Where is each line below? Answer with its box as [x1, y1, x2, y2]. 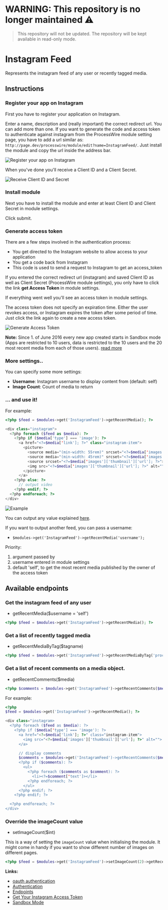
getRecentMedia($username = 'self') [12, 610, 89, 616]
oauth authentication [12, 878, 55, 884]
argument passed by [12, 554, 55, 560]
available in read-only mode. [17, 36, 76, 42]
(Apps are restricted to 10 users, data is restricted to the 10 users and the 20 [5, 340, 162, 346]
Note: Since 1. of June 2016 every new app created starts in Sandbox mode [5, 334, 161, 341]
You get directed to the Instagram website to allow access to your [12, 249, 148, 255]
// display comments [18, 750, 61, 756]
